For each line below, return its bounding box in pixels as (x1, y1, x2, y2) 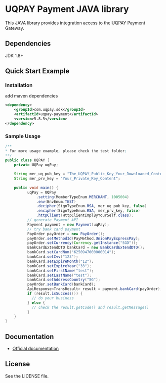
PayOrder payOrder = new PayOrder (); (27, 231, 105, 236)
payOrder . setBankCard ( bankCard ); (27, 282, 96, 287)
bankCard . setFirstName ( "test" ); (27, 268, 94, 273)
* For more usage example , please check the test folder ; (5, 148, 127, 153)
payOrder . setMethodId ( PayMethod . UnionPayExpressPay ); (27, 236, 140, 241)
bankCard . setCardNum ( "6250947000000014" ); (27, 250, 116, 255)
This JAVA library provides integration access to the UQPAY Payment (5, 20, 146, 26)
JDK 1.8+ (5, 52, 24, 58)
